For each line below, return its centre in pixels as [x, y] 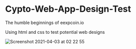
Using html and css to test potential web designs [55, 32]
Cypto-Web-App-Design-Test [68, 9]
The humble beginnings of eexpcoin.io [45, 23]
